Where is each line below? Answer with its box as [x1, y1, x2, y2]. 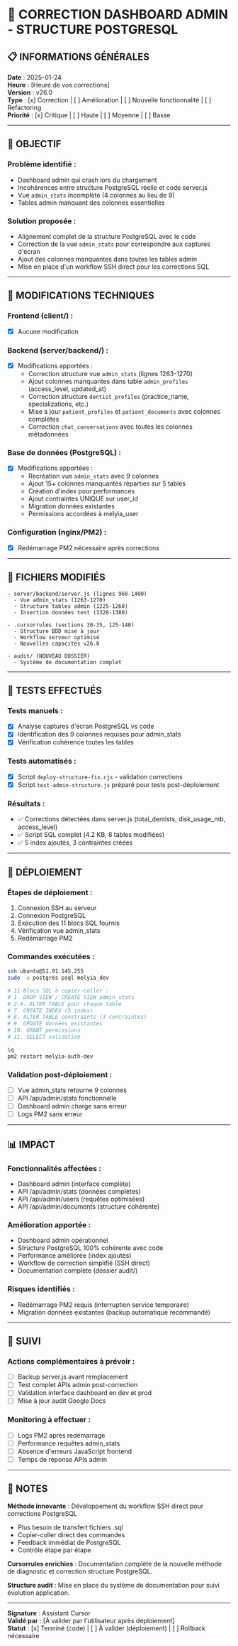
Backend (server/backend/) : [7, 345, 108, 355]
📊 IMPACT [7, 1138, 55, 1150]
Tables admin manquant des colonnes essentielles [17, 198, 165, 207]
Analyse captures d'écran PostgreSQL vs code [17, 722, 154, 731]
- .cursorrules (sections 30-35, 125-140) [7, 621, 135, 629]
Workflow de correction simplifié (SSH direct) [17, 1258, 151, 1268]
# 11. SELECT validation [7, 1034, 81, 1041]
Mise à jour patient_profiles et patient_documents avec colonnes [28, 407, 221, 416]
